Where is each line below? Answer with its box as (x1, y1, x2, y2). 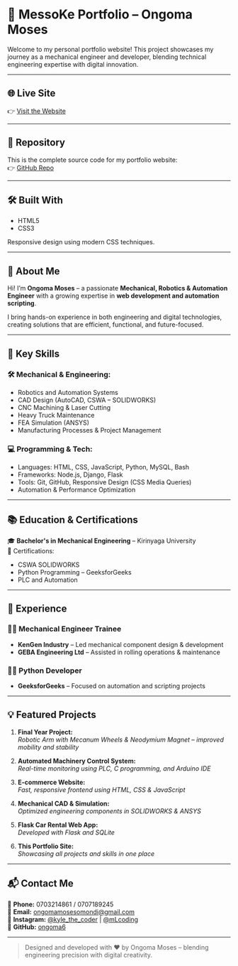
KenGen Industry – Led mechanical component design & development (17, 640, 224, 648)
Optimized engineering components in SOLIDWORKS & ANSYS (17, 806, 202, 815)
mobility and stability (17, 742, 79, 751)
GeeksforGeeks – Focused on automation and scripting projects (17, 681, 205, 690)
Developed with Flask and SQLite (17, 827, 115, 837)
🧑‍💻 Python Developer (7, 666, 83, 675)
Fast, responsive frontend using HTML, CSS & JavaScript (17, 785, 186, 794)
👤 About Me (7, 265, 60, 277)
